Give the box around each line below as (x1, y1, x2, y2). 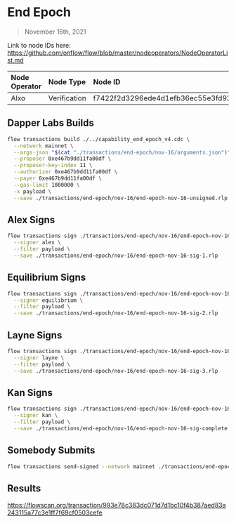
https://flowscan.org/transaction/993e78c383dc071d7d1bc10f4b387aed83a (7, 501, 226, 510)
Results (7, 482, 41, 494)
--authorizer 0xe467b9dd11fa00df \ (13, 168, 118, 176)
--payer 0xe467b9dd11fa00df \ (13, 175, 102, 182)
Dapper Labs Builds (7, 117, 95, 129)
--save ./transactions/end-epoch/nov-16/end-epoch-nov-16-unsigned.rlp (13, 194, 228, 201)
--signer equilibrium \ (13, 296, 83, 304)
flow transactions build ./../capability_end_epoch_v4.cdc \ (7, 135, 190, 143)
